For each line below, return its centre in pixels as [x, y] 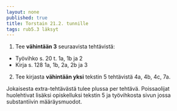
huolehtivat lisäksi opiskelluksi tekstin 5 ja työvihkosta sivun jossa [88, 95]
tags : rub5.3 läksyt [33, 29]
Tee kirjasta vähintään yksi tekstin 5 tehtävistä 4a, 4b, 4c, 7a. [93, 77]
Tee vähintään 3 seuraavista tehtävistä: [65, 47]
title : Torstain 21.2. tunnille [47, 23]
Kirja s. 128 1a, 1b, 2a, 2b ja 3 [51, 65]
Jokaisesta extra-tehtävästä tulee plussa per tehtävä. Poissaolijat [88, 89]
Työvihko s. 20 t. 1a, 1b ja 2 [49, 58]
